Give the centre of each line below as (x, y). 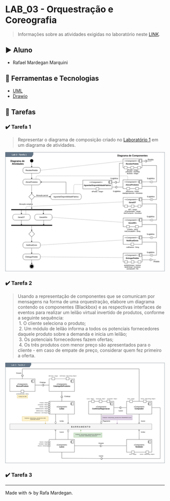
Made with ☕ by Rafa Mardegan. (39, 493)
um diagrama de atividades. (47, 145)
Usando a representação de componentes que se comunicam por (86, 296)
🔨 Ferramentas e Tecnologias (52, 79)
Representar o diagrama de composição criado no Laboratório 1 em (88, 140)
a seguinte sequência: (41, 318)
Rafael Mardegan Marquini (40, 62)
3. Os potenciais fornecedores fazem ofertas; (66, 339)
